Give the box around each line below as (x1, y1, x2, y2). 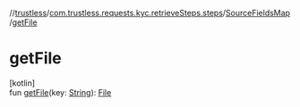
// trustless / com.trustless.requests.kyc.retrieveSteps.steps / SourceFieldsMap (9, 8, 291, 18)
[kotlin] (9, 78, 36, 88)
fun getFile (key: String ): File (9, 86, 112, 97)
